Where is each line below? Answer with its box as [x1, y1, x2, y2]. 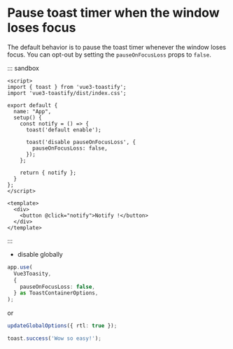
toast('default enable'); [25, 126, 101, 134]
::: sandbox [7, 64, 40, 72]
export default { [7, 101, 58, 109]
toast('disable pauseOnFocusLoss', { [25, 138, 136, 145]
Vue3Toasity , [13, 270, 52, 277]
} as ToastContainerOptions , [13, 290, 99, 297]
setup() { [13, 114, 42, 121]
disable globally [17, 250, 63, 258]
